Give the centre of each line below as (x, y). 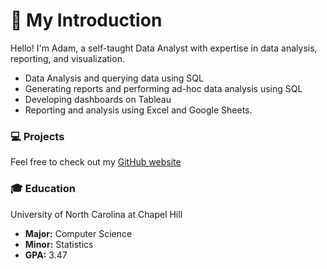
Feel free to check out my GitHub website (96, 162)
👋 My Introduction (86, 20)
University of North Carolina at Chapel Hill (96, 214)
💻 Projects (37, 136)
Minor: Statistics (59, 244)
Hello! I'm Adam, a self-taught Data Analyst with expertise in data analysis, (164, 48)
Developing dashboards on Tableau (98, 99)
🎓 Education (43, 189)
